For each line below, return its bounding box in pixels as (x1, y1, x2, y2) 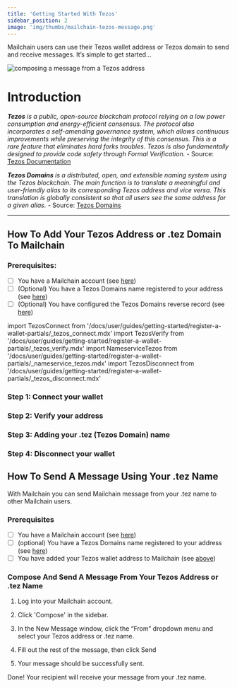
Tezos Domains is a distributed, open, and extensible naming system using (7, 171, 227, 180)
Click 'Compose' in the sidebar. (17, 611, 109, 619)
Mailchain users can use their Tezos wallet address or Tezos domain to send (7, 43, 229, 52)
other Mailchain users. (7, 496, 73, 506)
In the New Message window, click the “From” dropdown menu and (17, 624, 214, 633)
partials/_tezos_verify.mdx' (7, 344, 85, 353)
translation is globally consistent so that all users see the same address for (7, 194, 226, 202)
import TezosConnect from (7, 322, 86, 330)
